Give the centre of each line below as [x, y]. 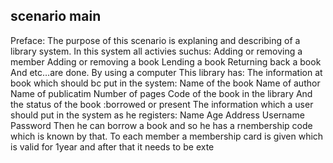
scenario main [56, 16]
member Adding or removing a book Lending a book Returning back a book [166, 61]
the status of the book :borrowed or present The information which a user [162, 104]
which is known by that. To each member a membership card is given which [167, 136]
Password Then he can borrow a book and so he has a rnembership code [161, 125]
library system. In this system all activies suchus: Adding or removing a [156, 51]
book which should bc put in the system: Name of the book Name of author [165, 83]
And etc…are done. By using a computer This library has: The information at [166, 72]
